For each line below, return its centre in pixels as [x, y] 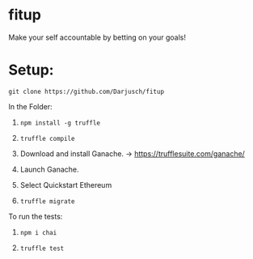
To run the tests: [36, 216]
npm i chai [38, 232]
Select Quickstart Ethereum [66, 185]
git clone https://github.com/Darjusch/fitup [86, 91]
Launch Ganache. [49, 169]
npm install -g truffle [60, 123]
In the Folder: [30, 106]
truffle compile [47, 138]
